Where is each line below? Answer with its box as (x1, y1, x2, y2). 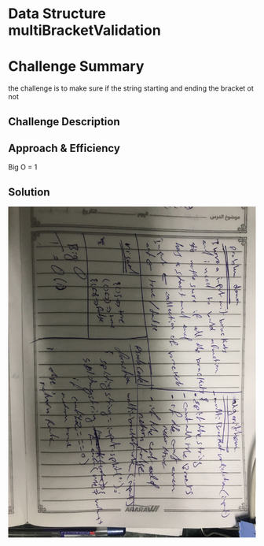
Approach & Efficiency (8, 141, 120, 154)
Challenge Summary (8, 58, 145, 76)
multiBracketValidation (8, 21, 161, 39)
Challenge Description (8, 115, 120, 128)
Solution (8, 185, 50, 199)
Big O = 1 (8, 162, 38, 172)
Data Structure (8, 5, 106, 23)
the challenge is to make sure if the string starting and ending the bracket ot (8, 84, 254, 93)
